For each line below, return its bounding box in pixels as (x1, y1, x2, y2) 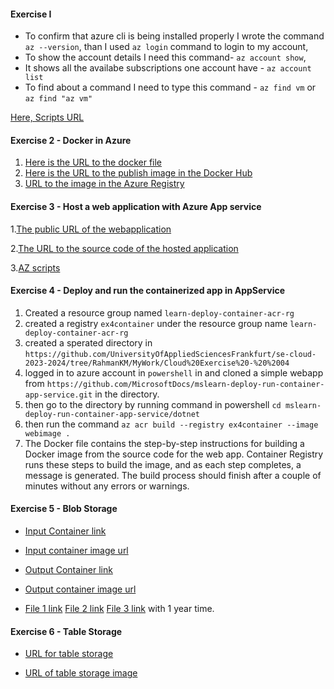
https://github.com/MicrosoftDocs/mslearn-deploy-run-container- (46, 379, 325, 389)
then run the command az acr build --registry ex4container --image (24, 418, 319, 430)
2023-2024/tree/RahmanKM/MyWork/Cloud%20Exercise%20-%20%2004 (24, 358, 290, 368)
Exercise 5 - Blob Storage (10, 503, 118, 515)
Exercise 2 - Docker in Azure (10, 134, 132, 146)
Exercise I (10, 8, 52, 20)
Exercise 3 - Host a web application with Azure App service (10, 201, 262, 212)
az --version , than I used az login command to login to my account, (24, 41, 309, 53)
